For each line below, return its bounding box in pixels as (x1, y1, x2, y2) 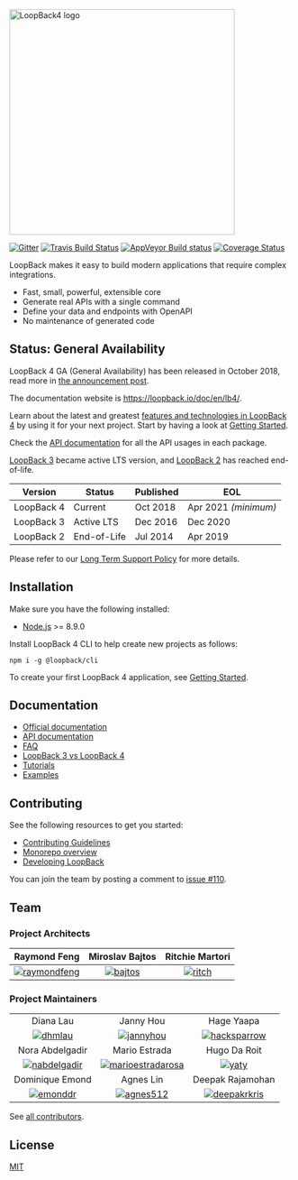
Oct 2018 (134, 501, 176, 513)
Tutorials (22, 760, 56, 770)
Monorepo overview (22, 847, 97, 858)
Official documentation (22, 722, 108, 733)
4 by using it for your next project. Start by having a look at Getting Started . (9, 419, 289, 430)
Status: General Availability (9, 342, 166, 357)
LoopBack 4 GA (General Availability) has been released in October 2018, (9, 365, 281, 376)
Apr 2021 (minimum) (187, 501, 277, 513)
